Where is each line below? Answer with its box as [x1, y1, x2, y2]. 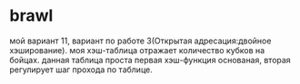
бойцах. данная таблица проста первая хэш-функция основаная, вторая [9, 54, 291, 65]
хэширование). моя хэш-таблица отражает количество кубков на [9, 44, 265, 55]
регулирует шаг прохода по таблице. [9, 64, 153, 75]
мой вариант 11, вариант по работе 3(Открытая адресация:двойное [9, 35, 272, 46]
